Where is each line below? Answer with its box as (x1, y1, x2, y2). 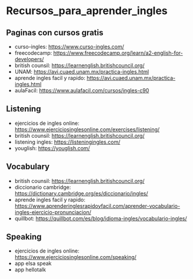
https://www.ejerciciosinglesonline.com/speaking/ (14, 254, 137, 261)
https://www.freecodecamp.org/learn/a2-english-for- (53, 49, 184, 57)
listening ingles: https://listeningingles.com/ (14, 138, 121, 145)
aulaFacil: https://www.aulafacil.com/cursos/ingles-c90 (14, 87, 149, 94)
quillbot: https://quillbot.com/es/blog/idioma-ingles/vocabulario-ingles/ (14, 215, 187, 222)
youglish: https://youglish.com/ (14, 144, 90, 151)
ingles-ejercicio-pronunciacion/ (14, 208, 91, 215)
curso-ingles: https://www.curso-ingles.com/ (14, 43, 125, 50)
